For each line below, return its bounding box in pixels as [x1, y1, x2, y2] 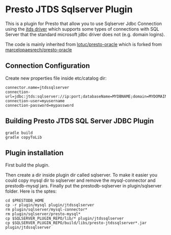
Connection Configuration [5, 61, 90, 70]
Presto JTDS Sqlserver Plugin [5, 4, 133, 15]
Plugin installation [5, 148, 64, 157]
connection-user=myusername [5, 98, 65, 103]
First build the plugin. [5, 162, 50, 168]
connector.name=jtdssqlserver [5, 85, 70, 90]
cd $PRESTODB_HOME [5, 198, 44, 203]
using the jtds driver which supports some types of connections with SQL [5, 26, 159, 32]
